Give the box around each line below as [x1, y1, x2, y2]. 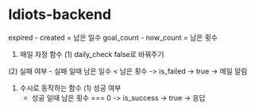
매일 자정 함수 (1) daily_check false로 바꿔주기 [19, 49, 164, 59]
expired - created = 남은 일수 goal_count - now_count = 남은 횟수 [8, 32, 218, 42]
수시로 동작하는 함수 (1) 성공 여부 [19, 83, 122, 93]
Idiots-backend [8, 6, 112, 24]
